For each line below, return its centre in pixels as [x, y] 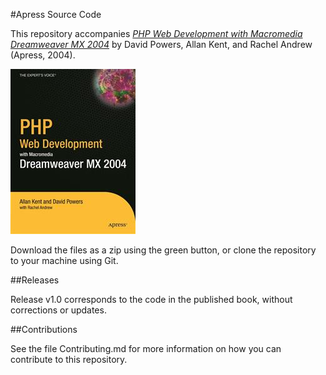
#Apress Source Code [56, 14]
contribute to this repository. [69, 359]
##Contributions [44, 329]
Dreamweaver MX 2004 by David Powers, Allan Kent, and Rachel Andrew [161, 44]
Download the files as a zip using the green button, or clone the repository [163, 250]
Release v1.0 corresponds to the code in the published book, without [151, 299]
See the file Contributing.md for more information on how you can [146, 348]
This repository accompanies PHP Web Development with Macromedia [156, 33]
